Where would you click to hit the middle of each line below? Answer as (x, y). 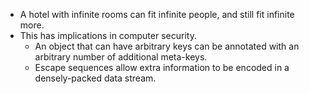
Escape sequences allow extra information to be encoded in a (162, 67)
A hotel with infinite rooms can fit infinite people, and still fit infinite (157, 14)
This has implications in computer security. (108, 35)
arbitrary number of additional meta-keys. (121, 57)
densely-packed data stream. (95, 78)
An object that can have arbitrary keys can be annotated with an (167, 46)
